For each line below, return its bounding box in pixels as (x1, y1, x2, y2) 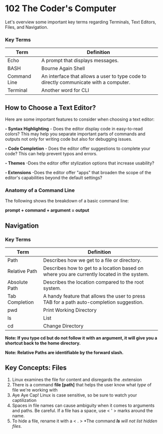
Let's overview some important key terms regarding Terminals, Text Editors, (5, 19, 157, 25)
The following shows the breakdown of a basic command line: (5, 198, 129, 204)
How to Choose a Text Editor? (5, 103, 96, 112)
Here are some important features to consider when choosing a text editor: (5, 116, 155, 122)
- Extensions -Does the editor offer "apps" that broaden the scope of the (5, 170, 151, 176)
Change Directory (43, 323, 84, 329)
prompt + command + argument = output (5, 207, 90, 213)
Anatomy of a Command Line (5, 187, 75, 194)
